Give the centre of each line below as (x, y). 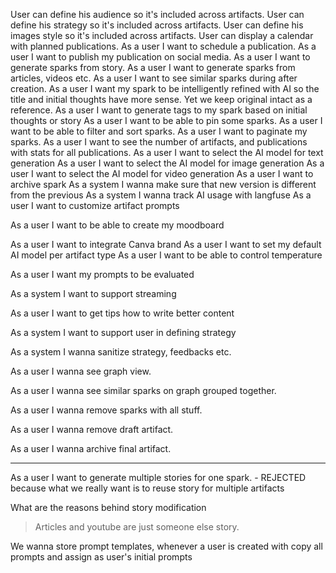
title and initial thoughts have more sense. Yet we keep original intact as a (161, 99)
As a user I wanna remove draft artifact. (92, 429)
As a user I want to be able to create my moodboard (117, 225)
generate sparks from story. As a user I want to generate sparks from (153, 67)
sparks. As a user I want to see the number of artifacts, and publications (159, 142)
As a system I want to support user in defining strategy (123, 332)
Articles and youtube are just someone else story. (137, 527)
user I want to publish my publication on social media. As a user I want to (160, 57)
